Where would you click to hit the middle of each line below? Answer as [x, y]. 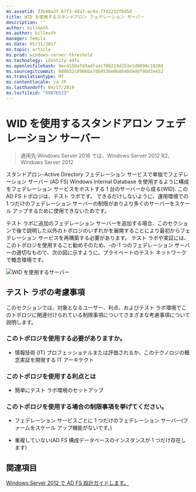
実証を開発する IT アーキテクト [57, 359]
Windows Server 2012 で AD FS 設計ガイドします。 [68, 483]
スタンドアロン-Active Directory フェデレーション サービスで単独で [87, 174]
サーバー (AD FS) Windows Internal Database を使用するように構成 [108, 181]
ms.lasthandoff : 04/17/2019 [40, 88]
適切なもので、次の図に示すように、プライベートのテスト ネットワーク [101, 252]
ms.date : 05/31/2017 [31, 44]
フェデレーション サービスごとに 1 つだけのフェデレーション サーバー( [99, 421]
